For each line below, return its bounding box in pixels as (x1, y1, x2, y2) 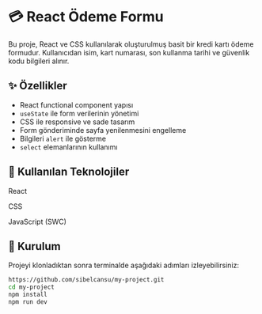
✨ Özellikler (8, 79, 67, 93)
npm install (8, 291, 47, 299)
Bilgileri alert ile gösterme (19, 134, 107, 143)
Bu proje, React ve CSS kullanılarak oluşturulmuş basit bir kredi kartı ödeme (8, 39, 254, 49)
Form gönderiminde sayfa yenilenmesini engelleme (19, 125, 187, 134)
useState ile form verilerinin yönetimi (19, 108, 139, 118)
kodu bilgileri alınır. (8, 56, 70, 66)
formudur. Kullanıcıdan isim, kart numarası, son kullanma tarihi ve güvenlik (8, 47, 250, 57)
